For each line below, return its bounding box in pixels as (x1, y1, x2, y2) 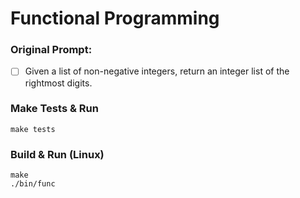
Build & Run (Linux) (10, 147, 105, 161)
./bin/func (10, 179, 56, 189)
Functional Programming (10, 7, 220, 30)
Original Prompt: (10, 43, 93, 57)
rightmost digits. (24, 77, 93, 89)
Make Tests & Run (10, 102, 99, 116)
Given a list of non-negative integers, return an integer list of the (24, 65, 290, 77)
